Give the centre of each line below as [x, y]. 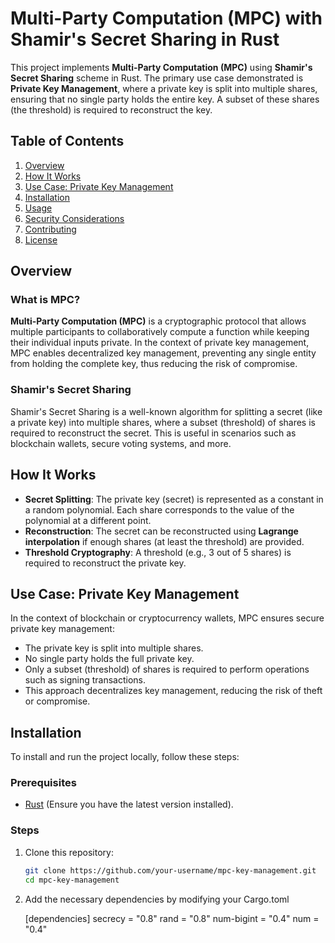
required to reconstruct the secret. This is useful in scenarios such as [153, 433]
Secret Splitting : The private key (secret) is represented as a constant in [174, 499]
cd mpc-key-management [72, 880]
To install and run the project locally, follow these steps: [125, 757]
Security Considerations [74, 218]
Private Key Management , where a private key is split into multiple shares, [164, 88]
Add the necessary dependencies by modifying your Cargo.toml [157, 899]
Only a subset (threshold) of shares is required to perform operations [167, 669]
